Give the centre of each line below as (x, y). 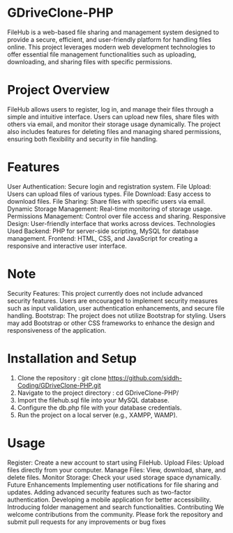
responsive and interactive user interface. (67, 246)
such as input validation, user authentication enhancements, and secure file (116, 308)
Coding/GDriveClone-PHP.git (59, 385)
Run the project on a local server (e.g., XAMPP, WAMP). (97, 415)
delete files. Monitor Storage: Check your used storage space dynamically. (114, 477)
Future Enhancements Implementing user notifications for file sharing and (113, 485)
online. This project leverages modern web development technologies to (111, 47)
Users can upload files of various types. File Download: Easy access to (109, 194)
